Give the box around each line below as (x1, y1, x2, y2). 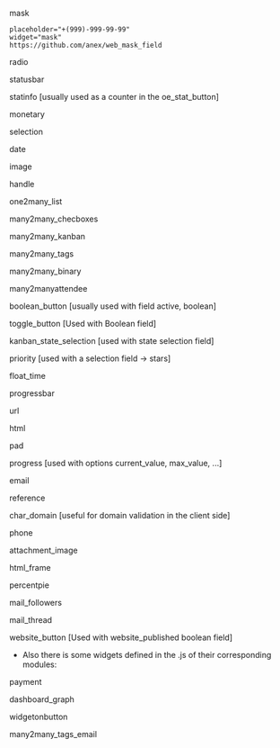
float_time (9, 371, 47, 381)
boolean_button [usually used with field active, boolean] (9, 301, 217, 311)
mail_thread (9, 615, 52, 625)
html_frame (9, 563, 51, 572)
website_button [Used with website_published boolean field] (9, 632, 233, 643)
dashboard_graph (9, 694, 74, 705)
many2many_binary (9, 266, 82, 276)
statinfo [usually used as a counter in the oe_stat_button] (9, 92, 220, 102)
